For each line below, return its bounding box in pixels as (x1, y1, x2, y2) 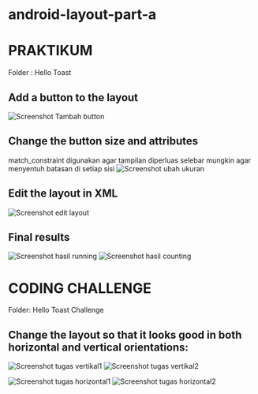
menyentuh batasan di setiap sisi (8, 163, 115, 173)
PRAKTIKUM (8, 42, 93, 60)
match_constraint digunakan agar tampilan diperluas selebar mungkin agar (8, 156, 251, 165)
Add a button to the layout (8, 91, 139, 104)
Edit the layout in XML (8, 187, 118, 201)
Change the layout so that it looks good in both (8, 328, 242, 341)
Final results (8, 231, 70, 244)
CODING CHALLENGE (8, 279, 151, 297)
